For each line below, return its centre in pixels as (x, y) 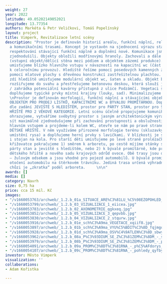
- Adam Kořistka (22, 269)
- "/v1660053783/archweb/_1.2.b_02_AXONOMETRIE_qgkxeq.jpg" (69, 209)
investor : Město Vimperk (31, 255)
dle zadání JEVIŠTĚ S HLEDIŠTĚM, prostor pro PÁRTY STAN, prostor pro (84, 107)
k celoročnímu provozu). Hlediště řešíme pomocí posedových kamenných (84, 70)
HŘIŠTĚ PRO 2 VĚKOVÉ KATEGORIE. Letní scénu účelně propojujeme (78, 112)
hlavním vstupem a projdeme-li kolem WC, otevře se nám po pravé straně (86, 126)
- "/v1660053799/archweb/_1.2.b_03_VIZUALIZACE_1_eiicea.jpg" (71, 204)
